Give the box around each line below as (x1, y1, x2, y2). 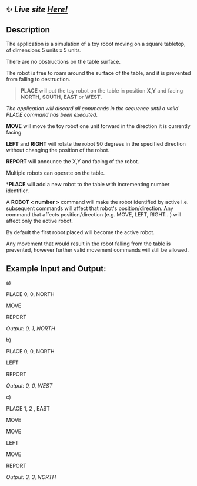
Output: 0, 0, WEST (6, 382, 53, 389)
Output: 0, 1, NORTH (6, 325, 55, 332)
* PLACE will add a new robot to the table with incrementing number (6, 181, 170, 188)
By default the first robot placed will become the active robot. (6, 229, 155, 236)
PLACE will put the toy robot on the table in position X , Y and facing (20, 87, 183, 94)
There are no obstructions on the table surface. (6, 58, 121, 65)
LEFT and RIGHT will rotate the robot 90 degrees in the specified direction (6, 140, 186, 147)
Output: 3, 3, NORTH (6, 474, 56, 481)
